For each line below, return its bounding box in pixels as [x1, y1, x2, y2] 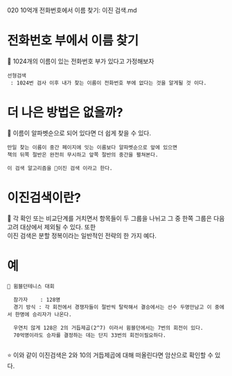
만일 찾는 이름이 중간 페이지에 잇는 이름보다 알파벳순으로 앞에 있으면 [7, 144, 178, 151]
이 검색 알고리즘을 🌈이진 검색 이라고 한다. [7, 165, 113, 172]
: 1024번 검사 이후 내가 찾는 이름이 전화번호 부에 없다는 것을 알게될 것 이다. [10, 79, 207, 87]
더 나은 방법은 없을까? [7, 105, 123, 120]
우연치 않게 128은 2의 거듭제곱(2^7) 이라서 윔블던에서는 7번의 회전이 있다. [13, 324, 204, 331]
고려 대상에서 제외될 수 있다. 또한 [7, 222, 96, 231]
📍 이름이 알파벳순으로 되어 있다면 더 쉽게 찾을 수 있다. [7, 129, 152, 137]
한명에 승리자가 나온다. [15, 311, 72, 318]
